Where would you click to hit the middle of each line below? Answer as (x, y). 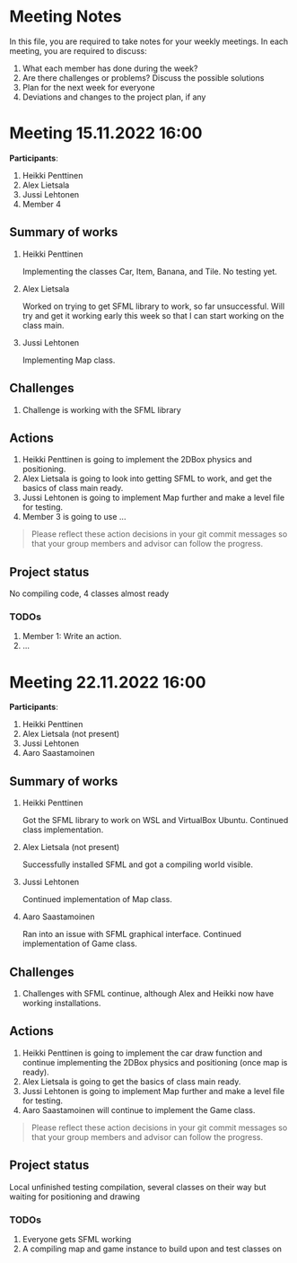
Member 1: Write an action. (72, 636)
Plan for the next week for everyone (88, 87)
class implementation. (63, 830)
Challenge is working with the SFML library (101, 409)
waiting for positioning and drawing (75, 1197)
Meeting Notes (66, 17)
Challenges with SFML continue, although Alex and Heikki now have (148, 993)
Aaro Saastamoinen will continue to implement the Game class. (139, 1110)
